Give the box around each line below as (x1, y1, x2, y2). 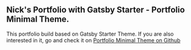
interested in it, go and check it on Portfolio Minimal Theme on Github (6, 36, 181, 44)
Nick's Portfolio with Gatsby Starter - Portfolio (6, 5, 185, 15)
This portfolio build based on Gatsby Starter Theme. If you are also (6, 30, 174, 37)
